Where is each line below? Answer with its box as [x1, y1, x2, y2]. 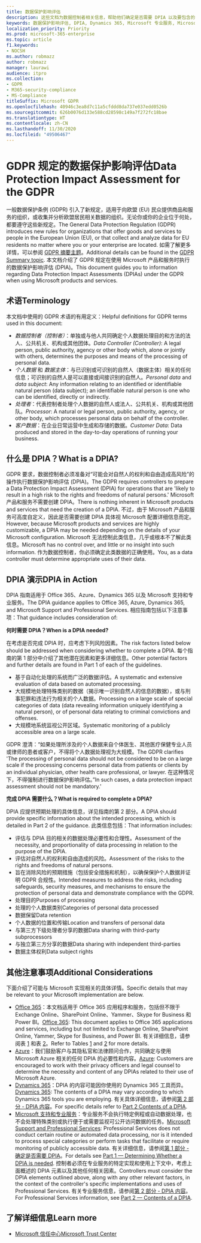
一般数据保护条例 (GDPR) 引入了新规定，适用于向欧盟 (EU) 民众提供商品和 [6, 205, 188, 213]
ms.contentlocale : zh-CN [6, 121, 68, 127]
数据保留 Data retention [14, 912, 71, 919]
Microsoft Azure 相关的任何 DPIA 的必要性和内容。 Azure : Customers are [14, 1055, 193, 1062]
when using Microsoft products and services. [6, 277, 118, 284]
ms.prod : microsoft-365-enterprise [6, 31, 95, 37]
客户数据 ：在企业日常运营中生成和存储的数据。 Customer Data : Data [14, 422, 182, 429]
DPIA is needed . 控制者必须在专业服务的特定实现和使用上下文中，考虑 [14, 1160, 187, 1167]
